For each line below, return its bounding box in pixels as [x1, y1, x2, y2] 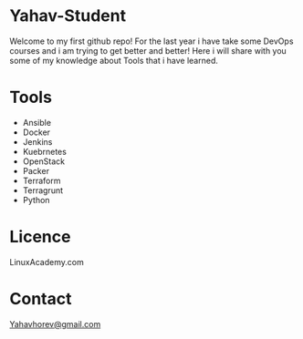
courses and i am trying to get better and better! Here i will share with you [9, 45, 287, 56]
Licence [9, 227, 71, 247]
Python [22, 194, 50, 205]
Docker [22, 127, 51, 138]
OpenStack [22, 156, 66, 167]
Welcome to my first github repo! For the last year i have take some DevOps [9, 36, 294, 46]
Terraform [22, 175, 61, 186]
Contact [9, 289, 72, 309]
